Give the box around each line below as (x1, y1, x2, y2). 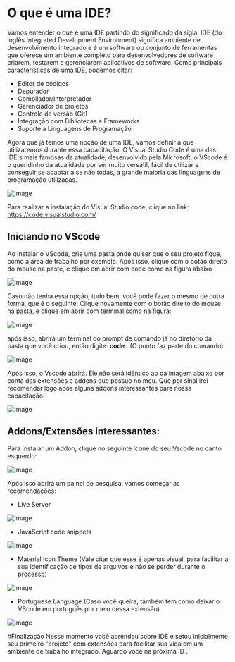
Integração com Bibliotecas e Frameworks (17, 116, 140, 125)
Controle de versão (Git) (17, 109, 88, 118)
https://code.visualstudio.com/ (7, 210, 96, 219)
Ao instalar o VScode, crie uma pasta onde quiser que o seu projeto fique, (7, 249, 222, 258)
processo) (17, 570, 48, 578)
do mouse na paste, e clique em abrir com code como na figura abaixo (7, 264, 212, 273)
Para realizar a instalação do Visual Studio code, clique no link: (7, 202, 189, 211)
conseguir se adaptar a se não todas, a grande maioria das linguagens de (7, 168, 220, 176)
